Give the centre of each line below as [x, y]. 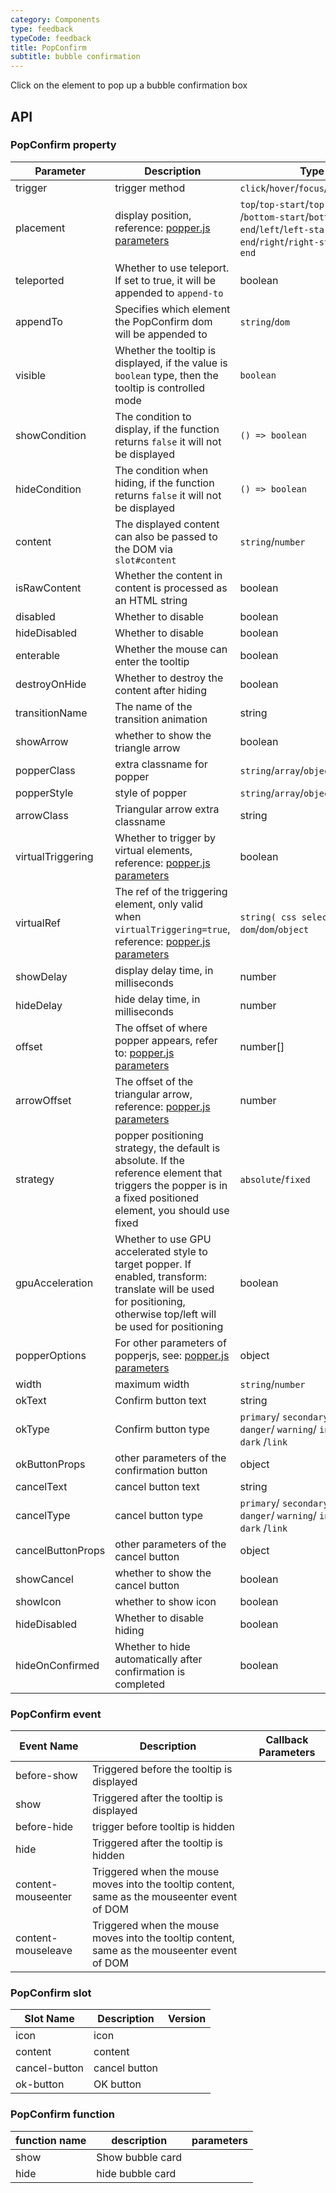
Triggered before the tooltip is [162, 1769]
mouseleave [44, 1951]
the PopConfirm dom [163, 321]
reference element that [168, 1173]
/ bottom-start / [274, 216]
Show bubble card [139, 2157]
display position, [153, 215]
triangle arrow [147, 748]
